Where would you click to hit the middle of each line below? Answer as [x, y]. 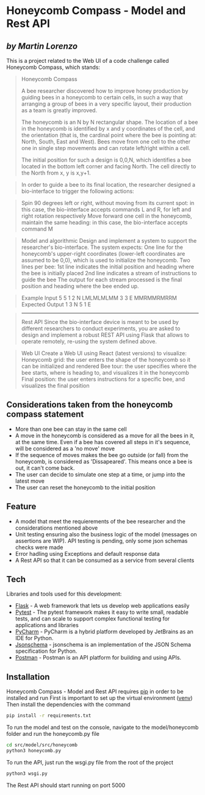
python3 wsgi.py [27, 773]
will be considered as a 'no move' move [65, 448]
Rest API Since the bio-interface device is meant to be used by [100, 322]
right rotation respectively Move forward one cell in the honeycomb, [106, 216]
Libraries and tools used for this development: [64, 594]
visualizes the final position [55, 386]
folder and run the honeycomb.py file [53, 734]
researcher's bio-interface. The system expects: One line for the [102, 247]
